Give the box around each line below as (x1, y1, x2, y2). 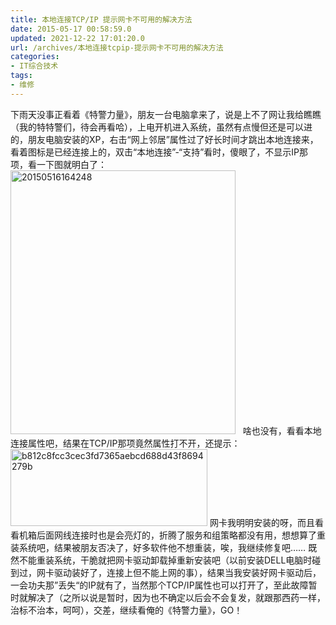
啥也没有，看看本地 (242, 424, 322, 436)
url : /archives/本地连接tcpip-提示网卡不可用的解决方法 (10, 42, 224, 53)
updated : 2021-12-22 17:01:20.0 (10, 33, 145, 43)
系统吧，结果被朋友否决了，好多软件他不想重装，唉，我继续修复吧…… (18, 541, 307, 553)
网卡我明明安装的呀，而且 (209, 516, 315, 528)
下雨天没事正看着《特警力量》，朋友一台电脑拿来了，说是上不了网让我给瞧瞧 (10, 108, 322, 120)
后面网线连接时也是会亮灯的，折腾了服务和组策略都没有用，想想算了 (36, 529, 317, 541)
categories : (10, 52, 60, 62)
